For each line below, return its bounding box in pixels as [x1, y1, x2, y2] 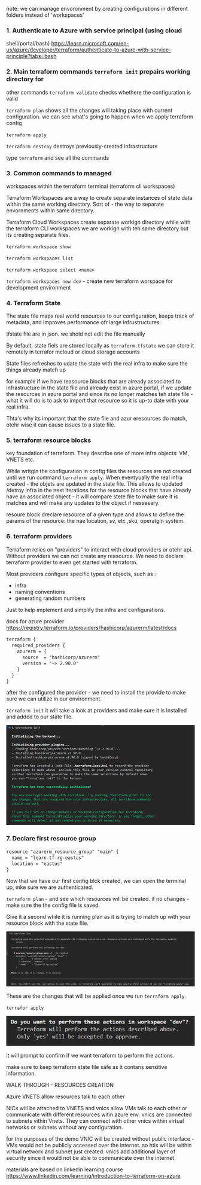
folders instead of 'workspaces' [6, 11, 85, 19]
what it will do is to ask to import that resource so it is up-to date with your [6, 397, 190, 404]
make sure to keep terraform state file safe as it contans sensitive [6, 1063, 167, 1070]
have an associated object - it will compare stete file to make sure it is [6, 493, 178, 500]
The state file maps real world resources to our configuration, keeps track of [6, 312, 194, 319]
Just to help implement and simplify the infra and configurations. [6, 606, 166, 613]
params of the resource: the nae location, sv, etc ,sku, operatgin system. [6, 517, 185, 525]
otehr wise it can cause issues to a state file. [6, 421, 115, 428]
